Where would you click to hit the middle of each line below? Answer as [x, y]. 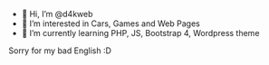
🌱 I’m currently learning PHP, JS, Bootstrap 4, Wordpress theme [140, 33]
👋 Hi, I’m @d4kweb [57, 14]
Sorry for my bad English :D [60, 51]
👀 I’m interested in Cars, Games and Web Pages [110, 23]
